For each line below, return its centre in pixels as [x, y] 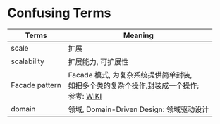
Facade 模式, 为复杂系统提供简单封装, [130, 75]
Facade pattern [36, 85]
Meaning [138, 35]
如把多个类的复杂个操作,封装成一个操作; [134, 85]
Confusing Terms [59, 13]
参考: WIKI [85, 96]
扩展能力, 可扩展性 [98, 61]
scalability [28, 61]
